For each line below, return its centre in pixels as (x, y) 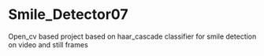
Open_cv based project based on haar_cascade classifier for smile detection (132, 36)
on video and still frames (48, 44)
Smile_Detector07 (68, 15)
